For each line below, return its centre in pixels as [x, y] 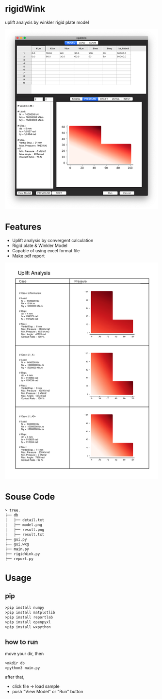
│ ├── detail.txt [25, 520]
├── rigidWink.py [23, 554]
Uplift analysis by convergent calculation [53, 240]
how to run [22, 642]
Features [23, 227]
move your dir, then [24, 653]
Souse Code [30, 497]
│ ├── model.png [24, 525]
